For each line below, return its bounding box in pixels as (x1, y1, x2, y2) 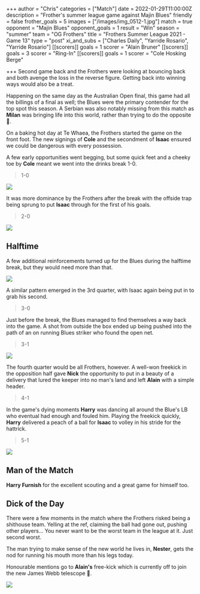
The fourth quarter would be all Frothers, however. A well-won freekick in (6, 363, 187, 371)
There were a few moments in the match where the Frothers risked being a (6, 515, 190, 522)
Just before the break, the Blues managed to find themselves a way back (6, 316, 187, 323)
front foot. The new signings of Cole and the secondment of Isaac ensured (6, 136, 192, 143)
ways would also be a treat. (6, 80, 74, 88)
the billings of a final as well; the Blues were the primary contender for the (6, 98, 189, 106)
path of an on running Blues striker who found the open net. (6, 329, 154, 336)
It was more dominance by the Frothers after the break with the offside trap (6, 195, 192, 202)
